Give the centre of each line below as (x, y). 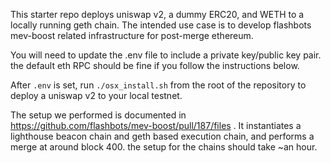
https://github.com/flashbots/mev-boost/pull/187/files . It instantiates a (156, 125)
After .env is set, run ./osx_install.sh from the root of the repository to (158, 85)
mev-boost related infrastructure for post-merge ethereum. (132, 35)
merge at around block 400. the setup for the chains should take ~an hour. (164, 147)
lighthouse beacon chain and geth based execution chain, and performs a (162, 136)
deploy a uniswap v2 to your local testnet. (96, 95)
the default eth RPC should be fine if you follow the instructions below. (155, 65)
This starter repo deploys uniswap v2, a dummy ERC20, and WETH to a (157, 14)
